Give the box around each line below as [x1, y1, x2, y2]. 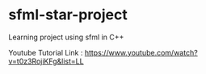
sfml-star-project [8, 6, 128, 24]
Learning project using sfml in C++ [8, 32, 124, 42]
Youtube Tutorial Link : [8, 47, 83, 57]
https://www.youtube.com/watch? [84, 47, 198, 57]
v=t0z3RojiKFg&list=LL [8, 56, 84, 66]
